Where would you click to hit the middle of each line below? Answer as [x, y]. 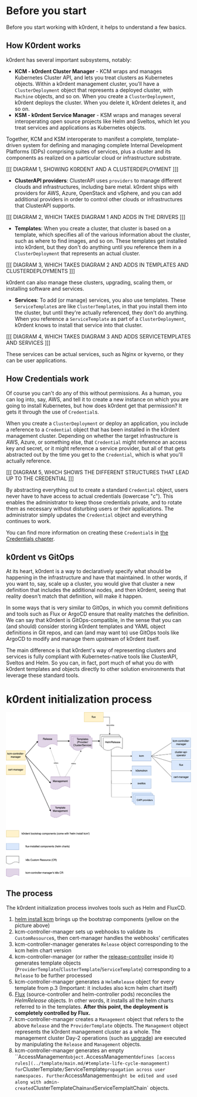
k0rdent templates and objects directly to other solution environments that [96, 669]
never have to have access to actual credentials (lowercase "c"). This [90, 496]
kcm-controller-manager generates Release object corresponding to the [101, 944]
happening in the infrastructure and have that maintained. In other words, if [97, 577]
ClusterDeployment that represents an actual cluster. [77, 253]
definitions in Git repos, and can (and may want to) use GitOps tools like [93, 633]
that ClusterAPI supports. [45, 205]
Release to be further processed [53, 975]
